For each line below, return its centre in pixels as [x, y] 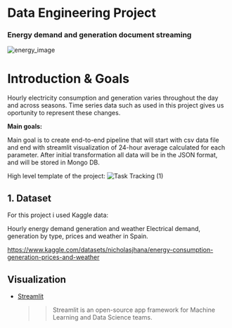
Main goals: [25, 126]
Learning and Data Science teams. [102, 317]
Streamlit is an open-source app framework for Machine [134, 310]
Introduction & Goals [69, 78]
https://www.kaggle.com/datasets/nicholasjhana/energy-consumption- [110, 250]
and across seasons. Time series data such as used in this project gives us [116, 105]
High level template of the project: [56, 176]
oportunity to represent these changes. [64, 113]
